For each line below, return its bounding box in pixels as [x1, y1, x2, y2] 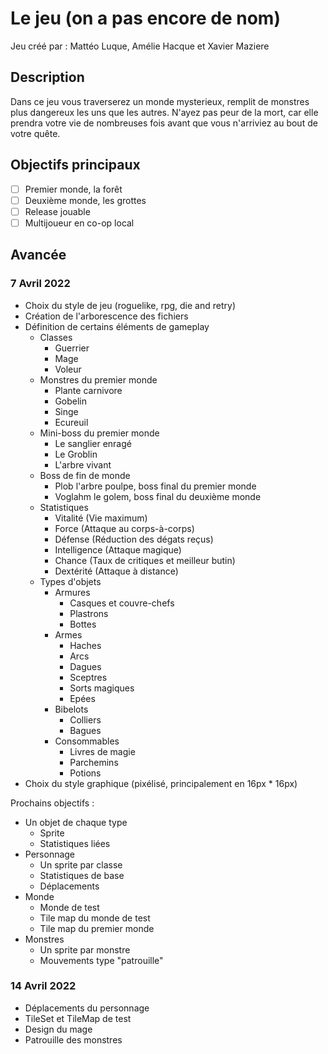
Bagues [69, 724, 102, 736]
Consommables [54, 735, 120, 747]
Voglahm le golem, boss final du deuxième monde [54, 490, 262, 502]
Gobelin [54, 395, 88, 407]
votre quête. [10, 127, 61, 139]
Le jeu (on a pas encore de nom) [10, 7, 281, 30]
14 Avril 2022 [10, 979, 77, 993]
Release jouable [24, 205, 91, 217]
